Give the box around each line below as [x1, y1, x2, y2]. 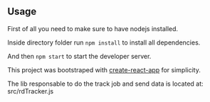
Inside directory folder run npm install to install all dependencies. [7, 38, 201, 47]
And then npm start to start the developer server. [7, 52, 152, 60]
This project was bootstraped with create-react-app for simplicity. [7, 65, 201, 74]
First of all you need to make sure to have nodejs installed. [7, 24, 179, 33]
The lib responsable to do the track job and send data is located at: [7, 79, 204, 88]
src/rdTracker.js [7, 86, 54, 95]
